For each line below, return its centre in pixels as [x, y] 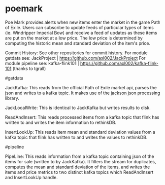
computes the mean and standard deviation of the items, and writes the [78, 167]
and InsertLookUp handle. [32, 177]
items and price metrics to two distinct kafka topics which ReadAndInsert [79, 172]
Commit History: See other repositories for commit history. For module [76, 53]
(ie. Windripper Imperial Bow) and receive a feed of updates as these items [81, 33]
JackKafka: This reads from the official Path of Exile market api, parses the [81, 87]
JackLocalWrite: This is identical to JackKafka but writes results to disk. [78, 108]
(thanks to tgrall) [29, 68]
